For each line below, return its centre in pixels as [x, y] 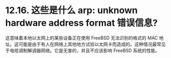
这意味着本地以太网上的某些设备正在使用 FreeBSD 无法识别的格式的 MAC [82, 38]
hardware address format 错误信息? [81, 23]
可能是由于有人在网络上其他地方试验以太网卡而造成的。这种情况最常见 [92, 44]
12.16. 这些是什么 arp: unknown [72, 10]
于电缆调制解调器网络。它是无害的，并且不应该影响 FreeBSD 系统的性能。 [83, 50]
